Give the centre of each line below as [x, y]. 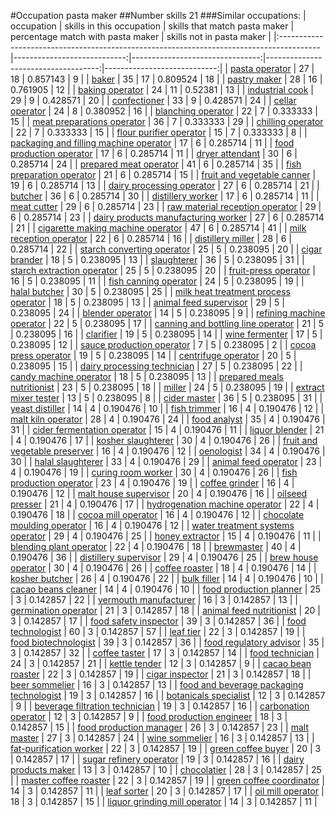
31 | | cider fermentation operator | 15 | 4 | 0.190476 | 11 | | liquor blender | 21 [167, 429]
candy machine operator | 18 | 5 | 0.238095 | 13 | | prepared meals [147, 376]
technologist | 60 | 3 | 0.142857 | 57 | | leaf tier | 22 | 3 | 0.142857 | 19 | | [158, 631]
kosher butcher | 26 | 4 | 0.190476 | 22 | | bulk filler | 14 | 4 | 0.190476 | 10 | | [167, 578]
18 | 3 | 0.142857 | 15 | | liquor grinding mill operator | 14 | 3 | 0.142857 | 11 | [164, 801]
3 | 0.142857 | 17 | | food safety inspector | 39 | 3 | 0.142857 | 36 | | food [158, 621]
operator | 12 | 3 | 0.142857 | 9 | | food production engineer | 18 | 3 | [149, 716]
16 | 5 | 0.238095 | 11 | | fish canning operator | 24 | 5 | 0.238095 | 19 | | [157, 281]
